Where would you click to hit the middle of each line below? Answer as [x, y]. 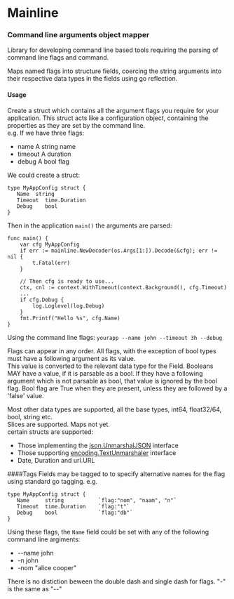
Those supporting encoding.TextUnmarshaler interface [97, 453]
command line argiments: [44, 539]
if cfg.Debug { [42, 300]
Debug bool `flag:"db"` [75, 513]
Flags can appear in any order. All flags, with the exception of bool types [112, 351]
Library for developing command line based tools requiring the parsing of [113, 50]
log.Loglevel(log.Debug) [69, 306]
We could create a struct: [44, 175]
